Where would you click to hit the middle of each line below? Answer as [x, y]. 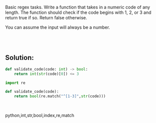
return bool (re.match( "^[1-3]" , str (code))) [60, 96]
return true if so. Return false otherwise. [46, 18]
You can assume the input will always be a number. [58, 27]
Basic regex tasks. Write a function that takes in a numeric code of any [78, 7]
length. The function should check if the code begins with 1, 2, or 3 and [78, 12]
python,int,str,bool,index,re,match [40, 116]
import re [15, 83]
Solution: [19, 58]
